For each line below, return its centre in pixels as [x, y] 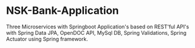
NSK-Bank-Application [63, 11]
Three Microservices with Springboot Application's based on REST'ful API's [97, 27]
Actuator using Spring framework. [47, 39]
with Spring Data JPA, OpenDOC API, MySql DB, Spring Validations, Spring [96, 32]
